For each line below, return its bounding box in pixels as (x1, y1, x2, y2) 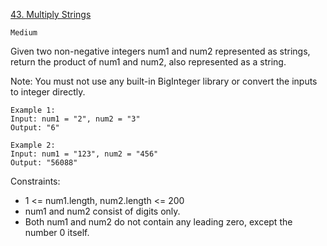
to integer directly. (10, 86, 86, 98)
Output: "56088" (10, 158, 78, 168)
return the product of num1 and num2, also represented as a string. (10, 56, 287, 68)
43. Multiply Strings (10, 9, 92, 20)
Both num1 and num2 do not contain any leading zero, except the (24, 216, 293, 228)
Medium (10, 28, 38, 38)
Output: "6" (10, 123, 60, 133)
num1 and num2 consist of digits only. (24, 205, 181, 217)
